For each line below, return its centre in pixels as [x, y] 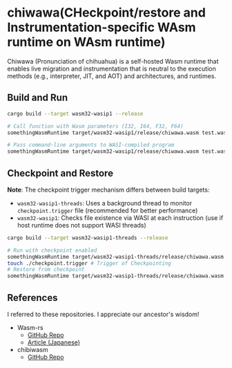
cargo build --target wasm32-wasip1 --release [75, 113]
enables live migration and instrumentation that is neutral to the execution [112, 68]
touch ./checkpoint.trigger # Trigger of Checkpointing [89, 263]
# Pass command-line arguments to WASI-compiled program [91, 145]
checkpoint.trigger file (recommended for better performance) [107, 210]
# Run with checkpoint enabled [52, 250]
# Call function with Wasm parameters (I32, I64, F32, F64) [96, 126]
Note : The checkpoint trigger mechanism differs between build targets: [108, 190]
